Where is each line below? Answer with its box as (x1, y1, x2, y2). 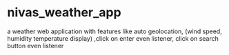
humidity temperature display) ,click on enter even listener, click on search (7, 34, 219, 42)
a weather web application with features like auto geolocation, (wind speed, (7, 27, 222, 35)
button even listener (7, 41, 64, 50)
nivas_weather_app (7, 5, 122, 20)
